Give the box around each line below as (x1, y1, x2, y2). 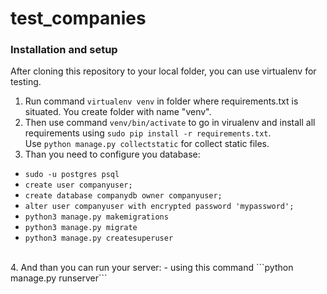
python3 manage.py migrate (24, 223, 138, 233)
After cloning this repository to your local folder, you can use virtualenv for (10, 65, 317, 77)
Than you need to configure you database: (24, 148, 201, 161)
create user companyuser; (24, 180, 133, 191)
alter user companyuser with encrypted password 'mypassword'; (24, 202, 295, 212)
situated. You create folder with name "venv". (24, 106, 212, 118)
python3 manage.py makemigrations (24, 212, 169, 222)
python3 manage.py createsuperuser (24, 233, 174, 244)
